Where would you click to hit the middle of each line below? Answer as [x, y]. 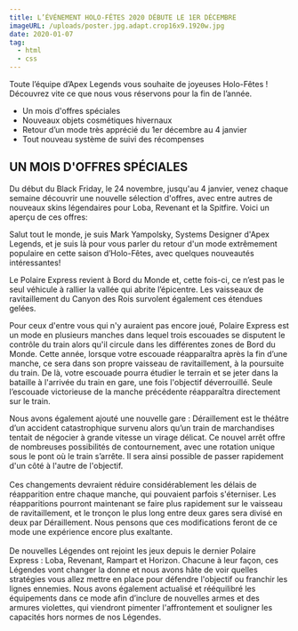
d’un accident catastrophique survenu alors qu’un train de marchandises [142, 427]
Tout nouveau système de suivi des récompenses [113, 139]
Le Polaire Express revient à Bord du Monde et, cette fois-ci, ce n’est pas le [147, 279]
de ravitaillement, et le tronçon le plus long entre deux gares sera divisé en [146, 513]
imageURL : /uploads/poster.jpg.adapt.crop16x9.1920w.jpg [117, 26]
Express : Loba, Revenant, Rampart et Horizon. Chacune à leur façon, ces [144, 560]
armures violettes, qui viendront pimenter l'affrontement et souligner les [141, 607]
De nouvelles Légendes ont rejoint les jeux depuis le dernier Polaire [133, 550]
